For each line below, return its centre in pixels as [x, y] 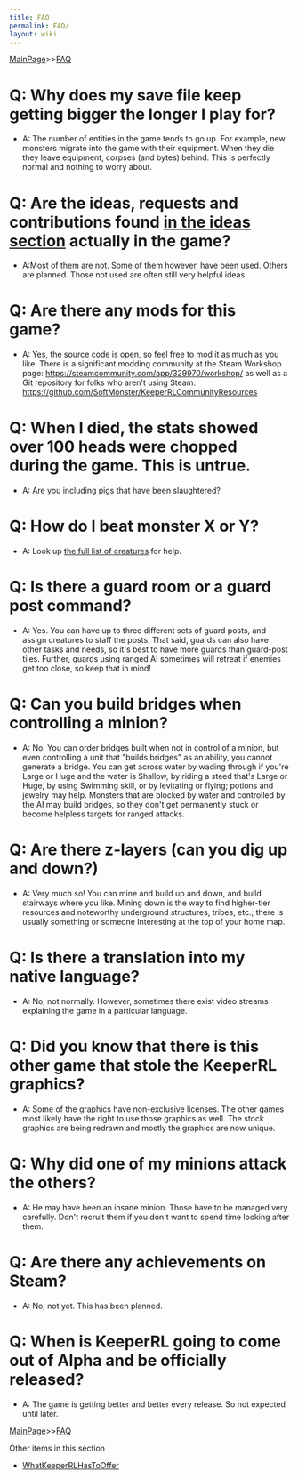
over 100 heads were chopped [123, 447]
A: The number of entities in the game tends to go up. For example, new [154, 139]
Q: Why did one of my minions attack [148, 1164]
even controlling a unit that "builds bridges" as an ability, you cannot [147, 757]
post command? [70, 606]
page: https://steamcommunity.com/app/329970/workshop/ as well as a [155, 374]
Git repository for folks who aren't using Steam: [109, 382]
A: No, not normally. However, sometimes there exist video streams [145, 1001]
